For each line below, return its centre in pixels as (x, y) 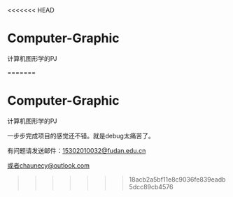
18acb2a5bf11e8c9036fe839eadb (177, 179)
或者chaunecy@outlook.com (48, 165)
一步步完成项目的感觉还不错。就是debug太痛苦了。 (81, 136)
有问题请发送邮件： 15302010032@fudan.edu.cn (77, 150)
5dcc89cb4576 (151, 187)
